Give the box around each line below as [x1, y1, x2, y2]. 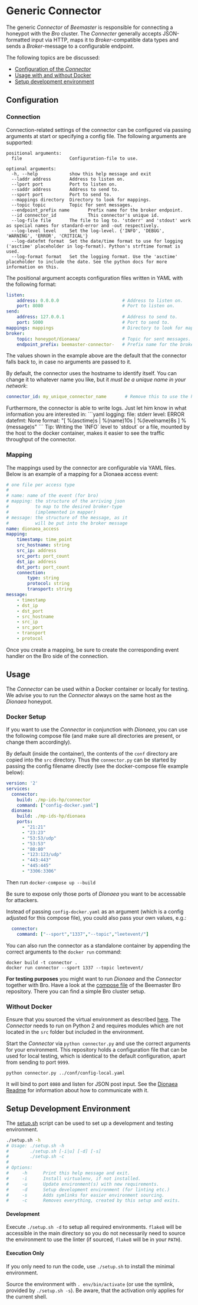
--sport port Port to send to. [11, 191, 112, 197]
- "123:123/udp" [21, 852, 62, 858]
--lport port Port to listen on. [11, 181, 117, 187]
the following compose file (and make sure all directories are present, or [6, 733, 181, 740]
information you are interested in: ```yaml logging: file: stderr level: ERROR [6, 411, 184, 418]
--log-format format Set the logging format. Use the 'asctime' [11, 253, 178, 259]
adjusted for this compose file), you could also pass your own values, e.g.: [6, 914, 187, 921]
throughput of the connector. [6, 436, 77, 443]
